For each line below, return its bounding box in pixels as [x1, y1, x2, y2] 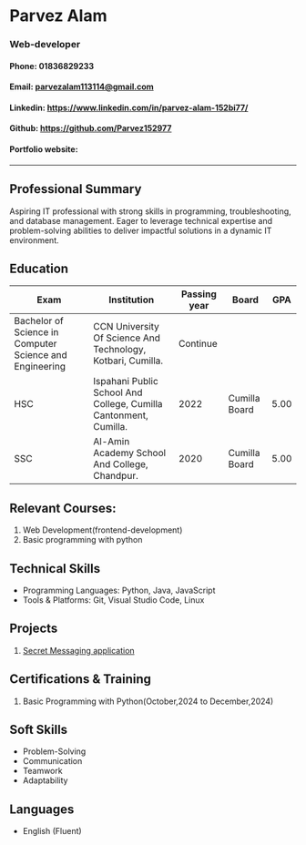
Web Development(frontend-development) [22, 524, 183, 535]
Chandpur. [92, 470, 138, 483]
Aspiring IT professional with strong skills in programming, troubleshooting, [9, 206, 291, 217]
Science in [14, 326, 59, 339]
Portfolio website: [9, 144, 79, 155]
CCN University [92, 321, 159, 333]
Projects [9, 621, 58, 636]
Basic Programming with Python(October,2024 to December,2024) [22, 696, 274, 707]
